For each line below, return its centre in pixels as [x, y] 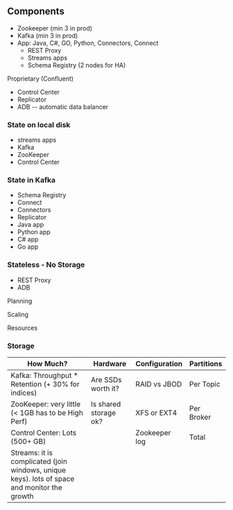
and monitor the [36, 487]
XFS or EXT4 [156, 413]
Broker [200, 417]
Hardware [110, 364]
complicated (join [39, 461]
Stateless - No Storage [46, 265]
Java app [31, 224]
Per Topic [205, 384]
